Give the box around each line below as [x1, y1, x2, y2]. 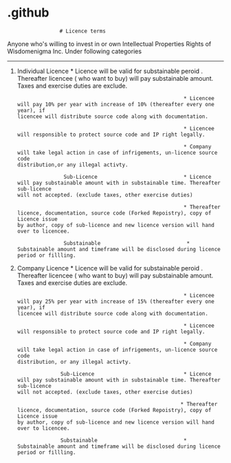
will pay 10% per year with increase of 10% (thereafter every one [16, 101, 214, 108]
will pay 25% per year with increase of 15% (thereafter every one [16, 298, 214, 305]
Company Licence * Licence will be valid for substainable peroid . [16, 264, 203, 272]
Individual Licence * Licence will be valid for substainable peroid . [16, 67, 203, 75]
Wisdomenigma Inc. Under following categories [7, 47, 142, 55]
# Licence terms [59, 28, 107, 35]
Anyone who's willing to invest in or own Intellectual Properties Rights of [7, 39, 212, 48]
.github [7, 5, 49, 21]
